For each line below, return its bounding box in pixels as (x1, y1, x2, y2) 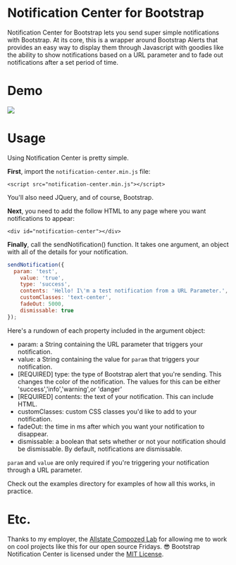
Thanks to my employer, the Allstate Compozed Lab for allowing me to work (7, 535, 228, 543)
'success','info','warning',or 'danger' (17, 385, 123, 393)
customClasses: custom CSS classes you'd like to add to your (17, 407, 197, 416)
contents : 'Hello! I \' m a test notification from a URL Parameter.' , (20, 287, 229, 295)
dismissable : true (20, 307, 74, 314)
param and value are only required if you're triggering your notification (7, 458, 209, 466)
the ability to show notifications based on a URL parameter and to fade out (7, 51, 223, 59)
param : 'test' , (13, 267, 58, 275)
